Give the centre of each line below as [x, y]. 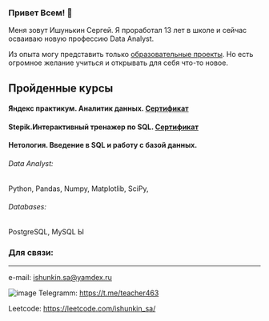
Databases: [27, 207]
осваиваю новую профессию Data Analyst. [81, 39]
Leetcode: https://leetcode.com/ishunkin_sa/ [82, 309]
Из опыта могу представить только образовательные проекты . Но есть [131, 55]
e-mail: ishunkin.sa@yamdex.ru [60, 278]
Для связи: [31, 252]
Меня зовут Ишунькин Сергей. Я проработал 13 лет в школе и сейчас [128, 30]
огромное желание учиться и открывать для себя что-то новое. [118, 63]
